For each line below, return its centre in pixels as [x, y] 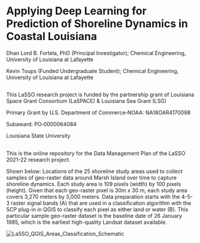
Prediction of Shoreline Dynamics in [97, 24]
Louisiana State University [38, 136]
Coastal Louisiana [52, 37]
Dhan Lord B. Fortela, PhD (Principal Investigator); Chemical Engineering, [96, 53]
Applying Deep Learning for [76, 11]
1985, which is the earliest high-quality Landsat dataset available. [87, 222]
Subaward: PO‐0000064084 [41, 124]
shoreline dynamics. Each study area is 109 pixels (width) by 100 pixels [94, 184]
